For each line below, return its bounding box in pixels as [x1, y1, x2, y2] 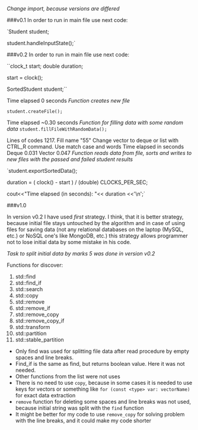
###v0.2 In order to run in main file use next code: [7, 51, 130, 58]
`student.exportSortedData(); [7, 167, 78, 174]
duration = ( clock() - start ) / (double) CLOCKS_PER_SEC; [7, 179, 148, 186]
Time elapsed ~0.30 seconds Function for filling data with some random [7, 119, 183, 126]
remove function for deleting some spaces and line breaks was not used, [15, 398, 191, 405]
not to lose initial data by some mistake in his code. [7, 239, 132, 245]
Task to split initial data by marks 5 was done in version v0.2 [7, 250, 155, 257]
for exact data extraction [15, 392, 76, 399]
